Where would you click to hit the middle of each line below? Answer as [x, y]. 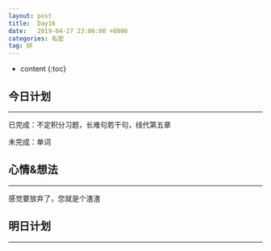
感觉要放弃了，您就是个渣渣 [54, 198]
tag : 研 [21, 46]
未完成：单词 [29, 141]
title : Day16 [32, 23]
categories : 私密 [36, 38]
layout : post [30, 16]
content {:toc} [43, 69]
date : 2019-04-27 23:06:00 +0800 [68, 31]
